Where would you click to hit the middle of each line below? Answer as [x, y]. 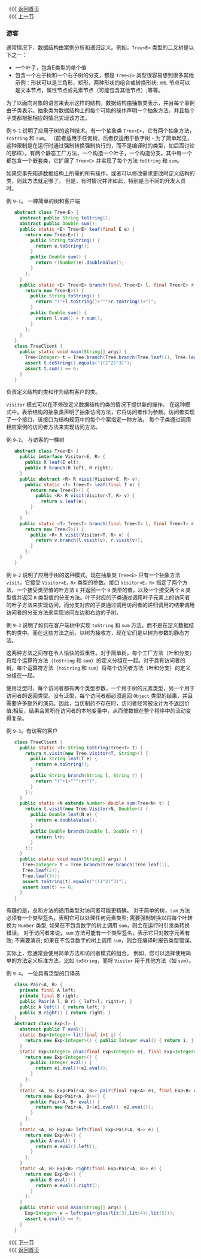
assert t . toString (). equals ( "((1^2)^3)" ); [79, 363]
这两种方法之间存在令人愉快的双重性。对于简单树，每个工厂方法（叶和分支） [100, 653]
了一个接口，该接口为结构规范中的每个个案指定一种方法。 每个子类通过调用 [99, 420]
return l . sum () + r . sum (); [69, 318]
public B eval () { [53, 1180]
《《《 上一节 [20, 16]
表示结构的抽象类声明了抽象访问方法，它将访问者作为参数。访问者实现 [108, 412]
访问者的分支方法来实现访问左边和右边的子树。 [64, 612]
